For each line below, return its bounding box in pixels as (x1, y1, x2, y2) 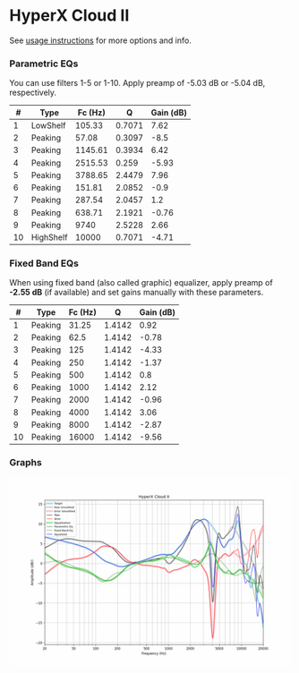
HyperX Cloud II (9, 5, 130, 26)
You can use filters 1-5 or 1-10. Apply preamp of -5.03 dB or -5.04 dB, (9, 78, 266, 89)
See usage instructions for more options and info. (9, 35, 192, 46)
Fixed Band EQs (9, 257, 79, 269)
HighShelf (30, 232, 68, 243)
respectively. (9, 87, 56, 98)
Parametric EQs (9, 57, 79, 70)
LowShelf (30, 120, 66, 131)
